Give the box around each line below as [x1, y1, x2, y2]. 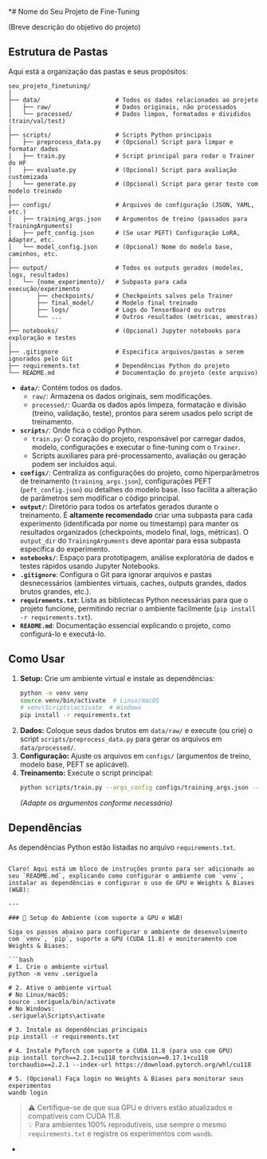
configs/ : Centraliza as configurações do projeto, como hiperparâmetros [19, 468, 260, 477]
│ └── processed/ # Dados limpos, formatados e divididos [8, 110, 251, 118]
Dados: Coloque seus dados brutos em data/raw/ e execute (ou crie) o [19, 726, 253, 735]
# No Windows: [8, 1005, 56, 1013]
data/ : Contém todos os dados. [19, 383, 123, 392]
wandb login [8, 1089, 48, 1097]
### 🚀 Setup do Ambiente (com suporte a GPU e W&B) [8, 914, 183, 922]
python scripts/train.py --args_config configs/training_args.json [19, 783, 249, 792]
